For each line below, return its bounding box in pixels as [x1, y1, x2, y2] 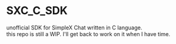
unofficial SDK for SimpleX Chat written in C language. [6, 24, 143, 31]
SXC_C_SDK [6, 4, 68, 18]
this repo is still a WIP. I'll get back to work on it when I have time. [6, 30, 171, 37]
